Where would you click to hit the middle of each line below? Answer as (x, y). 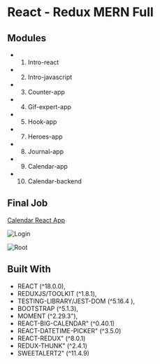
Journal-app (46, 152)
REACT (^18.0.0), (42, 286)
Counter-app (46, 92)
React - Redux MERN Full (80, 12)
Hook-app (42, 122)
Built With (29, 269)
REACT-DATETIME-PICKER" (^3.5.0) (69, 330)
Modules (27, 38)
